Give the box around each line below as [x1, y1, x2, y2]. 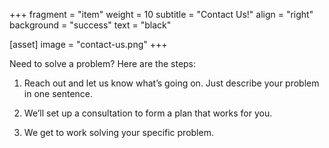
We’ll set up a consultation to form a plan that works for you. [23, 107, 273, 119]
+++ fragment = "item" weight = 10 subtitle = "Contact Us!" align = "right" [9, 9, 314, 20]
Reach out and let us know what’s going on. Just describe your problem [23, 77, 320, 89]
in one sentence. [23, 88, 94, 99]
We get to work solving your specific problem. [23, 127, 214, 138]
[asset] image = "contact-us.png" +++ [9, 39, 168, 50]
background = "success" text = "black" [9, 19, 172, 31]
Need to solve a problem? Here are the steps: [9, 58, 197, 69]
